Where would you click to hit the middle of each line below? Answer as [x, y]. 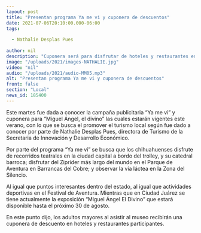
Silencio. [17, 175]
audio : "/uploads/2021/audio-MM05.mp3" [56, 73]
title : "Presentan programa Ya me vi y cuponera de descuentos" [88, 17]
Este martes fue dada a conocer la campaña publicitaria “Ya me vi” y [91, 112]
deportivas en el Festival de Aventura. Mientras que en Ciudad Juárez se [96, 193]
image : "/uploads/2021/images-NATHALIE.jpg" [63, 62]
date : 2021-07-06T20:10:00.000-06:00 [53, 23]
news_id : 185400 [26, 95]
